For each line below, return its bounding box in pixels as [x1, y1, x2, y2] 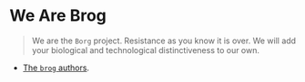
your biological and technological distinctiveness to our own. [31, 44, 260, 55]
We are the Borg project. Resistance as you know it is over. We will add [31, 35, 297, 46]
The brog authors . [22, 62, 89, 73]
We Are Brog [9, 5, 107, 26]
